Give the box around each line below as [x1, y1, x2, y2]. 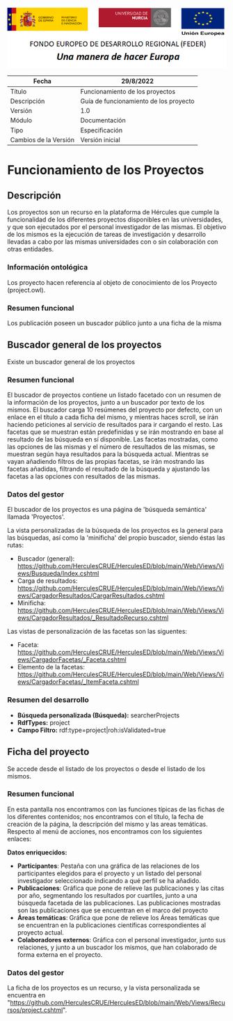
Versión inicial [80, 135, 120, 143]
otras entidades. [7, 245, 54, 254]
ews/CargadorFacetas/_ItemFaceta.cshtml [17, 678, 139, 686]
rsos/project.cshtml [7, 1006, 63, 1014]
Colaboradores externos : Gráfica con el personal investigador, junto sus [17, 935, 226, 944]
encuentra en [7, 991, 46, 999]
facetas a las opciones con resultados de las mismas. [7, 472, 161, 481]
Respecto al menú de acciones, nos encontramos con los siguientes [7, 827, 203, 836]
